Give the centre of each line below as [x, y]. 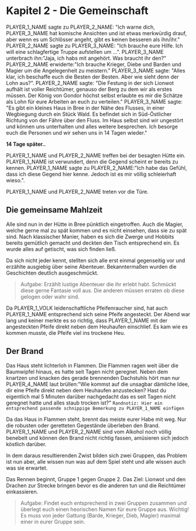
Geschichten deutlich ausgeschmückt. [52, 273]
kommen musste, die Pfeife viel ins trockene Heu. [66, 333]
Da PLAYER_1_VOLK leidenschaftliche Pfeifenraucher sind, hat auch [87, 308]
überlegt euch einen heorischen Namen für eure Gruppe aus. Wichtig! [104, 509]
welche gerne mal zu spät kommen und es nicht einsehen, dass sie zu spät [97, 230]
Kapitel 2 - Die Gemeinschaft [77, 11]
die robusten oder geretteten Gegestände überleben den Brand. [83, 425]
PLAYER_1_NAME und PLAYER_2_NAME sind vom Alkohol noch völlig [89, 431]
